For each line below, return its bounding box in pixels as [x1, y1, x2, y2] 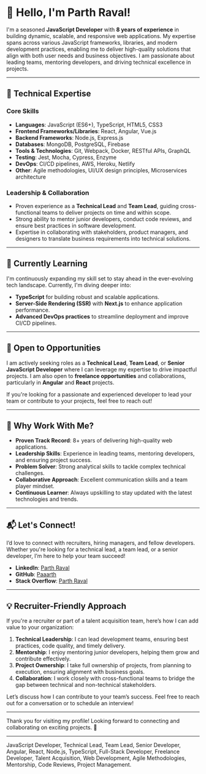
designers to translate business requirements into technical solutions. [15, 234, 191, 242]
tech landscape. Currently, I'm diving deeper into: [6, 281, 132, 288]
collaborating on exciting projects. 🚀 [6, 724, 97, 731]
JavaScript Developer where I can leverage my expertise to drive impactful [6, 365, 197, 373]
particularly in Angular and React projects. [6, 379, 115, 386]
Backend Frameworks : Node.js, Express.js [15, 134, 124, 141]
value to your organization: [6, 623, 74, 631]
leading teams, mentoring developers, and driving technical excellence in [6, 58, 191, 66]
